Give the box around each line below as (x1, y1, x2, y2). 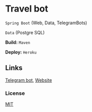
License (5, 89, 25, 96)
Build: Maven (5, 39, 30, 45)
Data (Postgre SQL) (5, 29, 45, 35)
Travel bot (5, 3, 49, 15)
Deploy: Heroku (5, 49, 37, 55)
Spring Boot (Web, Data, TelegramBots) (5, 20, 87, 26)
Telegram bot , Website (5, 77, 52, 83)
